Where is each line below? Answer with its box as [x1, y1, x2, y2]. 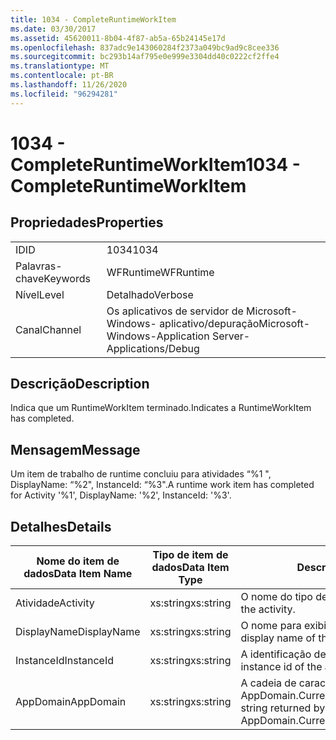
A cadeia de [240, 676, 297, 690]
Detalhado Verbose [106, 287, 194, 301]
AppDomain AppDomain [15, 695, 127, 709]
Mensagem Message [10, 441, 141, 458]
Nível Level [15, 287, 65, 301]
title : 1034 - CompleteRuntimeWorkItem [10, 14, 177, 25]
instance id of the [240, 660, 323, 674]
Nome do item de [36, 554, 120, 568]
